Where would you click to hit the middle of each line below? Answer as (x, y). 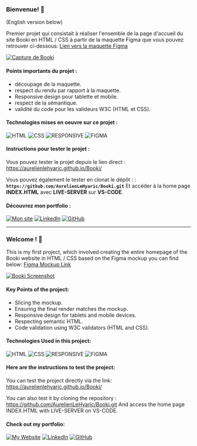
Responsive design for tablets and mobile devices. (75, 315)
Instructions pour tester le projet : (48, 149)
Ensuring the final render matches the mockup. (71, 308)
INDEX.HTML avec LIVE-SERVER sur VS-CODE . (65, 192)
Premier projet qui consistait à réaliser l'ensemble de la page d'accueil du (95, 33)
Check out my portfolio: (35, 424)
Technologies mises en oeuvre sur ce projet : (62, 122)
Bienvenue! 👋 (26, 9)
